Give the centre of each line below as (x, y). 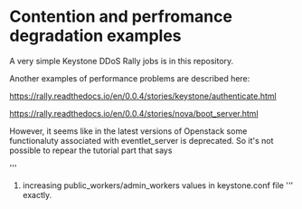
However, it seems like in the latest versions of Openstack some (128, 131)
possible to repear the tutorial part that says (91, 150)
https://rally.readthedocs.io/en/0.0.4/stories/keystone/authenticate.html (143, 96)
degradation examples (95, 36)
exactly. (37, 195)
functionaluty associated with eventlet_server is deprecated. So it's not (142, 140)
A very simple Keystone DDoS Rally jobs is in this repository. (122, 61)
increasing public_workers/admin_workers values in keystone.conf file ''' (158, 185)
